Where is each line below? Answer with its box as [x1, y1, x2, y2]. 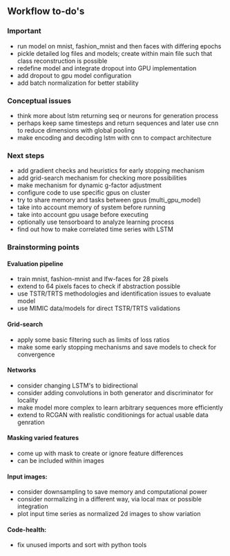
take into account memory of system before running [17, 203, 166, 211]
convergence [17, 350, 55, 358]
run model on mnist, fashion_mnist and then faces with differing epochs [17, 41, 222, 50]
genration [17, 418, 45, 426]
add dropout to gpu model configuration [17, 71, 132, 79]
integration [17, 502, 48, 510]
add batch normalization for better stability [17, 79, 140, 87]
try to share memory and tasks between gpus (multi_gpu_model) [17, 196, 202, 204]
